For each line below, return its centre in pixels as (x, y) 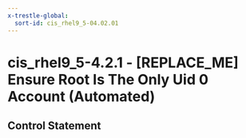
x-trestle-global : (38, 16)
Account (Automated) (81, 96)
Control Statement (54, 126)
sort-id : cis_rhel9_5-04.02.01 (67, 23)
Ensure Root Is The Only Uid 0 (108, 79)
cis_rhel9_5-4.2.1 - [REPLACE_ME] (123, 63)
